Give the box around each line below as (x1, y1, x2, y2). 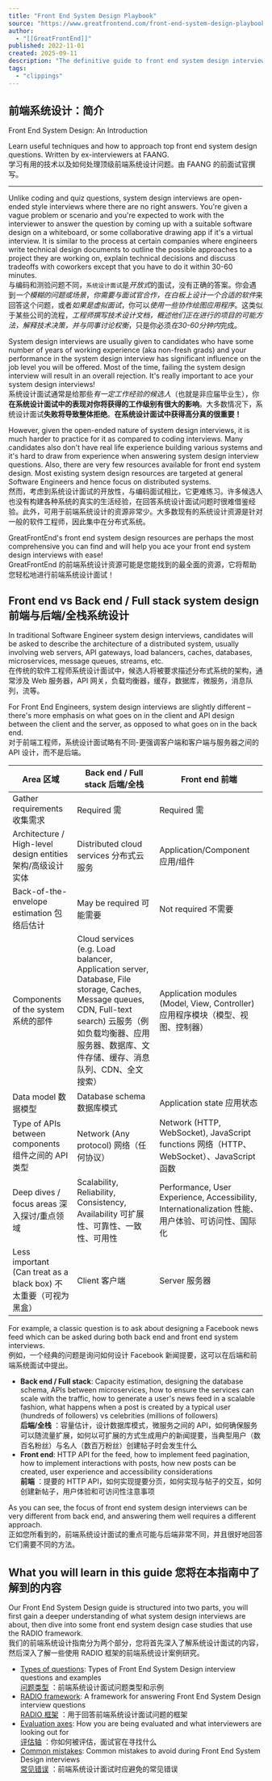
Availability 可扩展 (77, 1208, 144, 1220)
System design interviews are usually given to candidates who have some (8, 337, 254, 347)
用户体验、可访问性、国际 (159, 1216, 257, 1227)
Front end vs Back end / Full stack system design (8, 594, 260, 607)
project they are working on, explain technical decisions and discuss (8, 254, 236, 263)
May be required (77, 897, 140, 909)
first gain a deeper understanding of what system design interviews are (8, 1611, 246, 1621)
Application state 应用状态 (159, 1098, 258, 1109)
